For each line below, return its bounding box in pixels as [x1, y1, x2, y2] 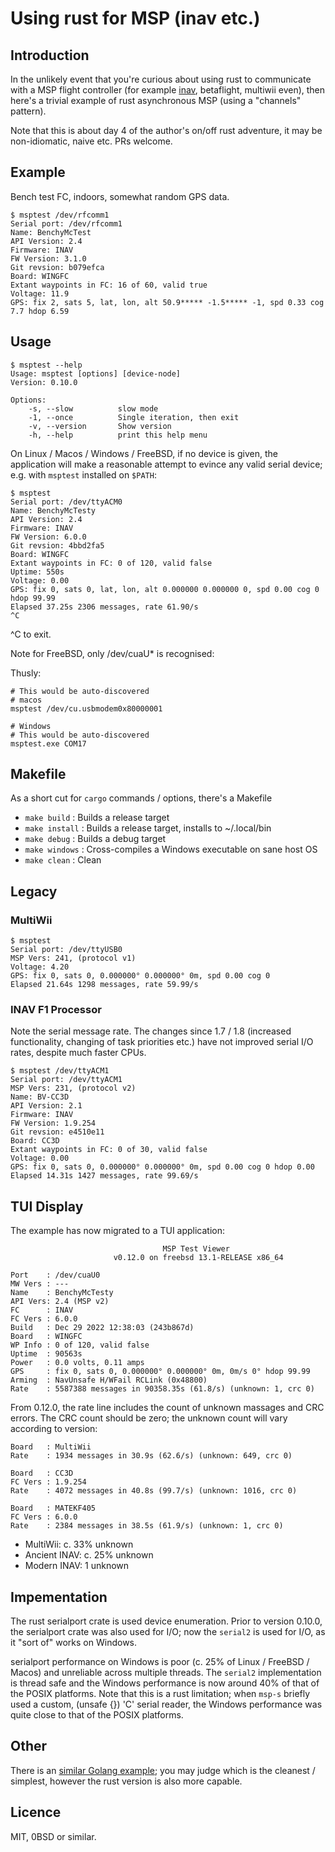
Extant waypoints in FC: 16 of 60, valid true [10, 280, 208, 290]
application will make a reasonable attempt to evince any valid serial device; [10, 458, 323, 470]
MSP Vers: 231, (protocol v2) [10, 1083, 137, 1094]
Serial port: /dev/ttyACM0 [10, 497, 123, 507]
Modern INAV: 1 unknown [24, 1560, 130, 1572]
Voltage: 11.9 [10, 288, 70, 299]
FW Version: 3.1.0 [10, 253, 87, 264]
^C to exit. [10, 628, 52, 640]
